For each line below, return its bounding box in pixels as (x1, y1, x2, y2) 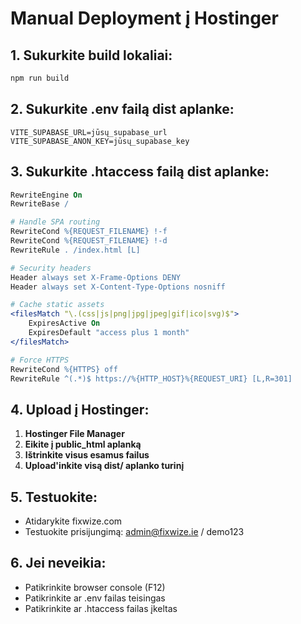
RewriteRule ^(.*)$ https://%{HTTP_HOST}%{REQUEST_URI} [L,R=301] (10, 373, 293, 384)
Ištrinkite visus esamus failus (24, 449, 150, 461)
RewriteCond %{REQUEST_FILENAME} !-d (10, 236, 168, 246)
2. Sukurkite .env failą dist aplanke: (10, 101, 235, 118)
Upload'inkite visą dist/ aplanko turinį (24, 460, 185, 472)
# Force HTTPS (10, 355, 70, 365)
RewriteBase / (10, 199, 70, 209)
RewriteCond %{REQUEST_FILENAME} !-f (10, 227, 168, 237)
